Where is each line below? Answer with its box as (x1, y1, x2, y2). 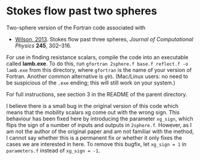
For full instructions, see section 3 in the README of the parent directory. (6, 90, 187, 98)
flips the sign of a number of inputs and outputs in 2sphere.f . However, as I (6, 121, 192, 128)
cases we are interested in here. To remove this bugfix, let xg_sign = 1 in (6, 140, 187, 147)
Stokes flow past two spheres (6, 4, 157, 18)
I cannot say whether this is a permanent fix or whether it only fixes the (6, 134, 182, 141)
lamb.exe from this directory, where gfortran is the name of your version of (6, 66, 192, 73)
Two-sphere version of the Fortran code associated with (6, 24, 146, 31)
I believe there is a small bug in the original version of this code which (6, 102, 179, 109)
